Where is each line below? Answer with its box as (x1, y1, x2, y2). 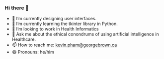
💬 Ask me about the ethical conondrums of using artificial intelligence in (11, 31, 160, 37)
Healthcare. (11, 36, 36, 42)
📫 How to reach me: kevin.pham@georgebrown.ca (11, 42, 117, 48)
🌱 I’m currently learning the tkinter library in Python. (11, 21, 118, 27)
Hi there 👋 (4, 4, 29, 11)
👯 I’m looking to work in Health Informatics (11, 26, 99, 32)
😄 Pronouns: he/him (11, 49, 54, 55)
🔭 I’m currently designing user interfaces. (11, 16, 97, 22)
